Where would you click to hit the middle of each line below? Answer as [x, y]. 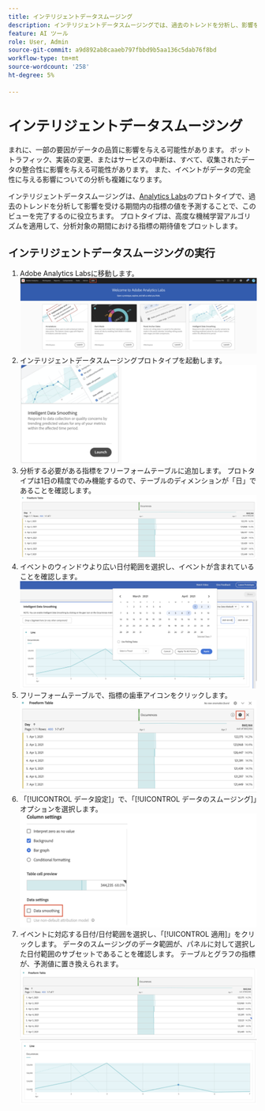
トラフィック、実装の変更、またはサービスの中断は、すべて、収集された [125, 159]
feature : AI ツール [38, 33]
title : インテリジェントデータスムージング [71, 17]
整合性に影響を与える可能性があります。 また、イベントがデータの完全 [136, 169]
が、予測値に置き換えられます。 [71, 963]
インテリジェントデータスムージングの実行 [112, 253]
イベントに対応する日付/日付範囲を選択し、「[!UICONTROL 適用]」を [131, 934]
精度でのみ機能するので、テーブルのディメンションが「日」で [157, 481]
